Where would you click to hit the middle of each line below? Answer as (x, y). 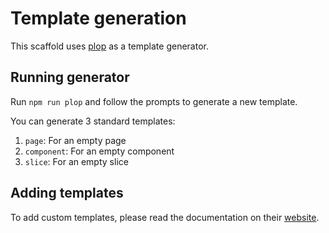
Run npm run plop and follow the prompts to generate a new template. (154, 101)
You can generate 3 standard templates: (93, 121)
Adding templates (67, 193)
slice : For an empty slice (76, 161)
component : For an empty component (99, 151)
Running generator (70, 77)
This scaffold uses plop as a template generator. (109, 46)
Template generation (98, 18)
